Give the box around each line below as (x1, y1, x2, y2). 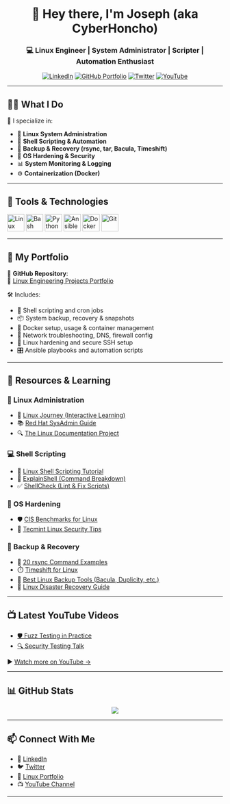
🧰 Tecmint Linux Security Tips (16, 525, 102, 533)
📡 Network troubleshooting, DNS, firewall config (16, 331, 153, 339)
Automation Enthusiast (76, 57, 154, 66)
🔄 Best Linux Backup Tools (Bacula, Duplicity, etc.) (16, 575, 159, 583)
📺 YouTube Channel (16, 780, 75, 788)
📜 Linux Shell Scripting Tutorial (16, 467, 104, 475)
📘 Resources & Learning (7, 375, 111, 386)
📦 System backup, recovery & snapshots (16, 314, 135, 322)
